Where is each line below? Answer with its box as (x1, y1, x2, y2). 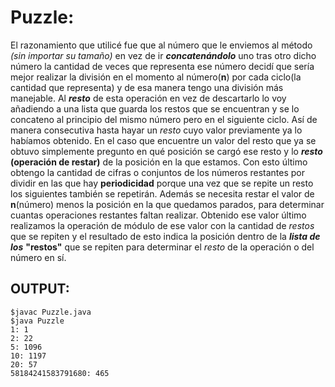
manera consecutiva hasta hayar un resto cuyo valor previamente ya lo (10, 124, 303, 136)
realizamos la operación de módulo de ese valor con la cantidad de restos (10, 219, 315, 231)
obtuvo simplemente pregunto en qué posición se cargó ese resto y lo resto (10, 145, 323, 157)
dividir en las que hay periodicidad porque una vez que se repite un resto (10, 177, 314, 189)
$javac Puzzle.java (10, 307, 92, 317)
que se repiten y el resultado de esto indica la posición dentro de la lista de (10, 230, 321, 242)
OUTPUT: (10, 281, 70, 298)
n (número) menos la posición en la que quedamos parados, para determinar (10, 198, 325, 210)
